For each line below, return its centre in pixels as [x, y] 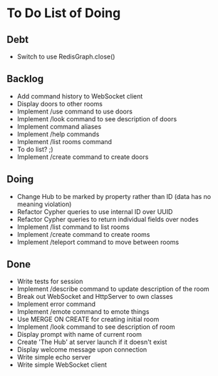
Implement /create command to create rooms [83, 234]
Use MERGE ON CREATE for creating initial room [88, 320]
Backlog [25, 79]
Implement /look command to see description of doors [97, 118]
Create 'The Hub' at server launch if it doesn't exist [92, 342]
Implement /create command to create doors [83, 157]
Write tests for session [50, 281]
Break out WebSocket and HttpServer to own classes [95, 297]
